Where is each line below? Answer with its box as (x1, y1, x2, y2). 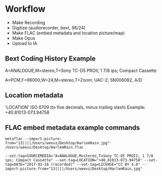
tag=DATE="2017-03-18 (5, 162, 49, 167)
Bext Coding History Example (5, 55, 96, 63)
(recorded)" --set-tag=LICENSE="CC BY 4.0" (51, 162, 140, 167)
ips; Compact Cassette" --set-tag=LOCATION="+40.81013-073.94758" (5, 158, 143, 163)
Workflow (5, 3, 46, 15)
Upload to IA (12, 40, 37, 46)
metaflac (5, 136, 23, 141)
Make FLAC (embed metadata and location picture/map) (12, 30, 125, 36)
